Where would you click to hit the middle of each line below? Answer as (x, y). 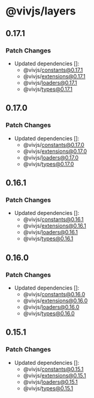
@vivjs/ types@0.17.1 (48, 89)
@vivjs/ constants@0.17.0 (54, 145)
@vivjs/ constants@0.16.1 (53, 219)
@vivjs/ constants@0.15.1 (53, 369)
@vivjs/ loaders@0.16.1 (51, 232)
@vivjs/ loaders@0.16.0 (51, 307)
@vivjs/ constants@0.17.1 (53, 70)
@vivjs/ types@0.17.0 (48, 164)
